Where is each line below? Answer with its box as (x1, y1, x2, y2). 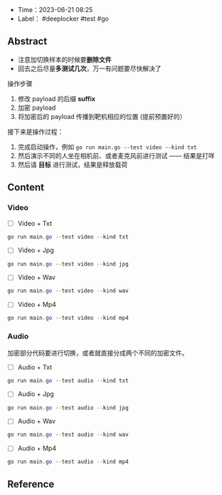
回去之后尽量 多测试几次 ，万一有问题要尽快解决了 (17, 64, 162, 73)
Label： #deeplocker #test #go (17, 14, 109, 23)
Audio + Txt (17, 363, 52, 371)
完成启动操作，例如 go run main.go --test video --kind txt (17, 142, 197, 151)
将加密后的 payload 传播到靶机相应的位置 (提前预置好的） (17, 112, 186, 120)
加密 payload (17, 103, 56, 112)
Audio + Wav (17, 417, 55, 425)
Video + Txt (17, 219, 52, 227)
